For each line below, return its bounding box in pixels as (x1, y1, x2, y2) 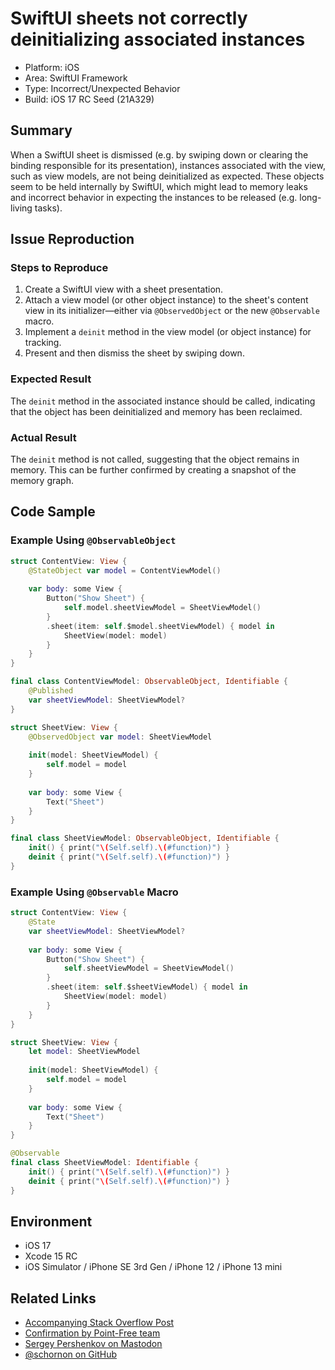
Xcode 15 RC (24, 1250, 78, 1262)
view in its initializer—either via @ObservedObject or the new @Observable (24, 305, 320, 317)
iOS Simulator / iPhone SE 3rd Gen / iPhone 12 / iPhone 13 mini (24, 1261, 283, 1273)
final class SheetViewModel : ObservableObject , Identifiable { (10, 833, 280, 844)
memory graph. (10, 475, 74, 487)
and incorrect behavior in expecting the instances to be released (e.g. (10, 191, 298, 203)
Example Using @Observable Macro (10, 885, 179, 899)
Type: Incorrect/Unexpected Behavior (24, 82, 181, 94)
